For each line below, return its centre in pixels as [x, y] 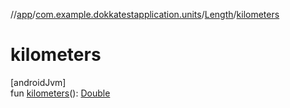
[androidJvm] [38, 82]
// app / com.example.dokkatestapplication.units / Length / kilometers [145, 14]
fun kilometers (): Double [60, 93]
